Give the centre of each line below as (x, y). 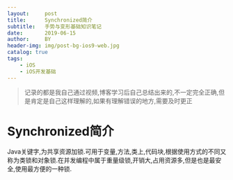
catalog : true (28, 53)
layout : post (32, 13)
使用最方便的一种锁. (43, 169)
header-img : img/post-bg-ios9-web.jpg (63, 46)
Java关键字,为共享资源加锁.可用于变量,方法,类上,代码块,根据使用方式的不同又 (117, 152)
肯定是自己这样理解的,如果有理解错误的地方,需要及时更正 (111, 100)
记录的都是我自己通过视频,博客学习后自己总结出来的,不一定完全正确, (121, 92)
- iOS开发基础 (38, 71)
